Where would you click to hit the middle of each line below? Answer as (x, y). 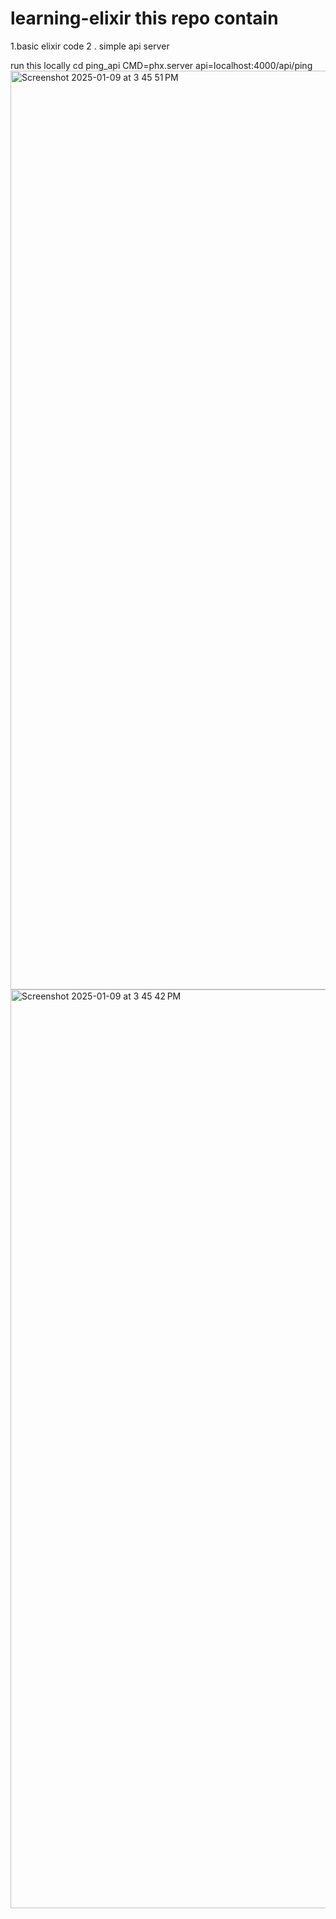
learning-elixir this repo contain (144, 18)
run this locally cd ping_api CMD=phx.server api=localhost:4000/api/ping (161, 65)
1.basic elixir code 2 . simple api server (90, 46)
